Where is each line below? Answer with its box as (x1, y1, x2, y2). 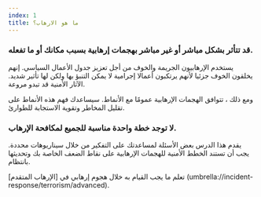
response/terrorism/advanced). (8, 181, 110, 190)
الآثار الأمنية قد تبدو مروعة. (8, 79, 86, 89)
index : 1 (8, 11, 37, 20)
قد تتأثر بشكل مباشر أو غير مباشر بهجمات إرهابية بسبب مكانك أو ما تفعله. (8, 45, 253, 56)
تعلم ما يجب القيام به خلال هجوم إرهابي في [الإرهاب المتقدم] (8, 172, 186, 181)
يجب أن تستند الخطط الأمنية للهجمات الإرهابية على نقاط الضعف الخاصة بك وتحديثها (8, 148, 250, 158)
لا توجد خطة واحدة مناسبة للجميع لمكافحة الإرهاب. (8, 122, 177, 133)
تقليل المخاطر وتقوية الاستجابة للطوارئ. (8, 103, 125, 112)
